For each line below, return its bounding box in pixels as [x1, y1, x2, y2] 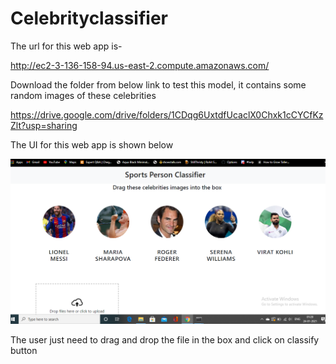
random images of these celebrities [10, 89, 157, 101]
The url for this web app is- [10, 40, 123, 52]
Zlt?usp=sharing [10, 119, 78, 131]
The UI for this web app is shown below [10, 138, 174, 151]
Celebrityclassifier [10, 7, 168, 30]
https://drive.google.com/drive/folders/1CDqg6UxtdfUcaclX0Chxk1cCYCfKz [10, 108, 324, 121]
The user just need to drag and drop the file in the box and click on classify [10, 334, 320, 346]
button [10, 345, 38, 357]
